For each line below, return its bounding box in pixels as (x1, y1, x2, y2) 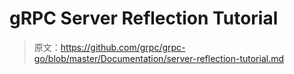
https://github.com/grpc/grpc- (60, 41, 186, 53)
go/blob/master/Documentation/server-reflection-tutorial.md (33, 52, 285, 64)
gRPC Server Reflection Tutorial (9, 7, 279, 30)
